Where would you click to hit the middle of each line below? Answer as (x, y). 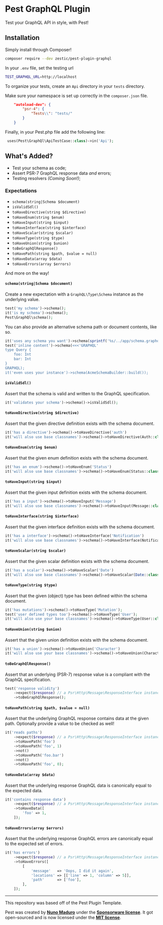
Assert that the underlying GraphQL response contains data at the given (77, 719)
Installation (22, 38)
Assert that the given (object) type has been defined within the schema (76, 596)
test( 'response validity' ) (32, 688)
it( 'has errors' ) (23, 853)
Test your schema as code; (39, 168)
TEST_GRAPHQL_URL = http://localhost (41, 77)
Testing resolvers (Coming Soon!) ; (46, 178)
